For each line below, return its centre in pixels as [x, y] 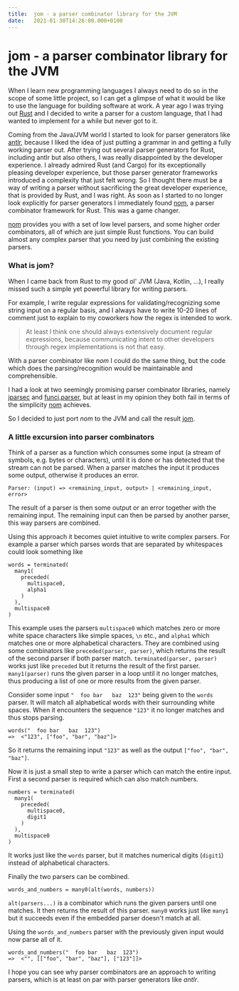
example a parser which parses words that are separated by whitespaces [116, 544]
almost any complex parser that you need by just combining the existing [113, 240]
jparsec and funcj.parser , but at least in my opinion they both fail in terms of [119, 397]
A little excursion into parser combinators [81, 437]
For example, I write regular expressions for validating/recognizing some [114, 302]
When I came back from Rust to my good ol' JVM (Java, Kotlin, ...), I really [116, 281]
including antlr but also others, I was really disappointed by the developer [116, 158]
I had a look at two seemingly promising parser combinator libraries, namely [119, 389]
